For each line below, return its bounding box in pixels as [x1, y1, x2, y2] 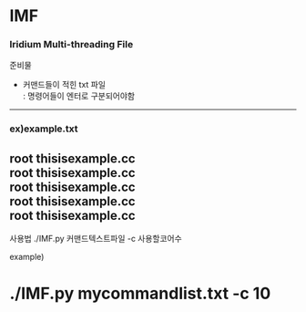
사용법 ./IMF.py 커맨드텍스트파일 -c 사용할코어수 [9, 234, 182, 244]
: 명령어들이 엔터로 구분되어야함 [22, 90, 135, 101]
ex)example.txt [9, 122, 79, 135]
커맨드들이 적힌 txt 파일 [22, 79, 107, 90]
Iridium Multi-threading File [9, 38, 134, 51]
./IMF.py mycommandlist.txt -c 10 [9, 284, 271, 304]
